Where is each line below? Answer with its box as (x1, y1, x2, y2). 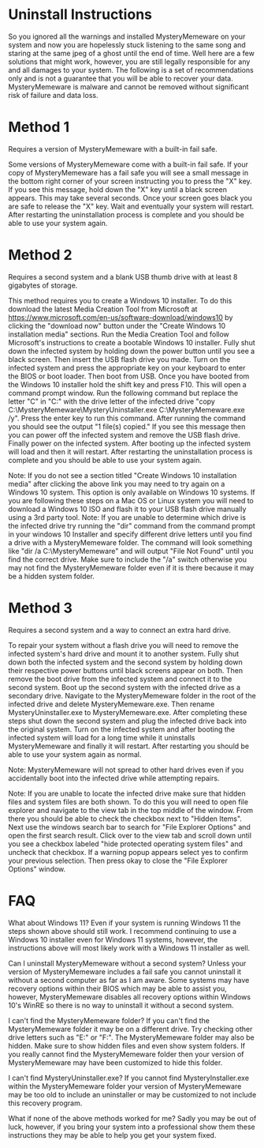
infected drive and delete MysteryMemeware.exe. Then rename (8, 699, 215, 709)
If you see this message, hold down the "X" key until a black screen (8, 184, 227, 194)
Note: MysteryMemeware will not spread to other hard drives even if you (8, 765, 244, 774)
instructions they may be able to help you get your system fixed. (8, 1130, 217, 1139)
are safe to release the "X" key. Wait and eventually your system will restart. (8, 201, 255, 211)
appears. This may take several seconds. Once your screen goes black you (8, 193, 252, 202)
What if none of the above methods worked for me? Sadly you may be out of (8, 1113, 257, 1123)
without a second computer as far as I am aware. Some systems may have (8, 975, 250, 984)
